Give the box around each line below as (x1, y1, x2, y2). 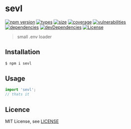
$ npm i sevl (5, 61, 32, 66)
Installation (5, 48, 40, 56)
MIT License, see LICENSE (5, 118, 59, 124)
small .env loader (17, 34, 52, 40)
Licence (5, 106, 30, 114)
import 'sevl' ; (5, 87, 36, 92)
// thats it (5, 92, 29, 97)
